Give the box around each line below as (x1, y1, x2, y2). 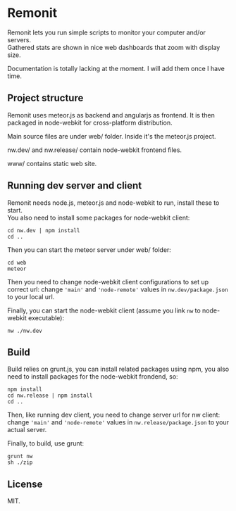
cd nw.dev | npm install (7, 227, 80, 234)
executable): (27, 313, 65, 322)
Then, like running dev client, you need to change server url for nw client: (7, 410, 221, 419)
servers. (7, 35, 32, 44)
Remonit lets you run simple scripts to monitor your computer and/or (7, 28, 206, 37)
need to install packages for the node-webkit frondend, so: (7, 372, 178, 381)
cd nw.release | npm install (7, 392, 93, 399)
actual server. (7, 426, 47, 434)
